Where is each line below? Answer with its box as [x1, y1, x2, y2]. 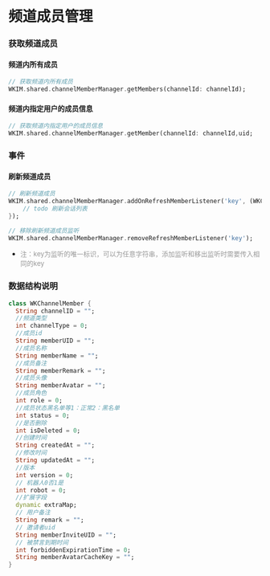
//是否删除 [15, 419, 47, 427]
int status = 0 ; [15, 411, 70, 419]
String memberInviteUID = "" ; [15, 531, 117, 539]
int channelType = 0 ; [15, 322, 88, 330]
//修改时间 [15, 449, 47, 457]
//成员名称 [15, 344, 47, 352]
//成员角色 [15, 389, 47, 398]
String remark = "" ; [15, 516, 84, 525]
